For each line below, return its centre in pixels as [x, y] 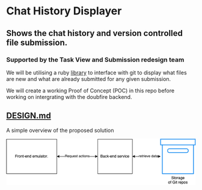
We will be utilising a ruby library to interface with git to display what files [97, 73]
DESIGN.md [29, 116]
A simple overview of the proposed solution [60, 130]
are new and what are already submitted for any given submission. [89, 79]
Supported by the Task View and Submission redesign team [95, 59]
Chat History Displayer [64, 11]
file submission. [37, 42]
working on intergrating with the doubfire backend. [69, 96]
